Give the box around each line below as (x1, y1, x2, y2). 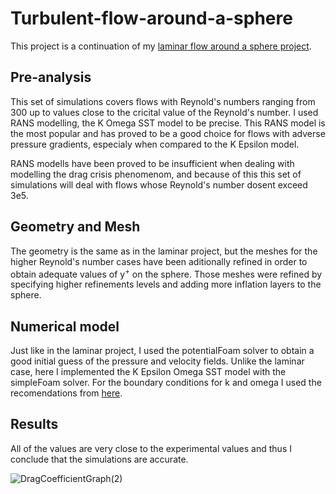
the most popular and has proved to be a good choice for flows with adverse (10, 127, 326, 139)
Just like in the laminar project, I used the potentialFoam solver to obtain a (10, 345, 315, 357)
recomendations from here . (10, 387, 123, 399)
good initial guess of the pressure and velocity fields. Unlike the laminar (10, 355, 305, 367)
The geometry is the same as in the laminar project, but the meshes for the (10, 245, 318, 257)
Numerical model (10, 318, 120, 335)
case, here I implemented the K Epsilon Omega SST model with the (10, 366, 287, 378)
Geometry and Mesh (10, 218, 141, 236)
